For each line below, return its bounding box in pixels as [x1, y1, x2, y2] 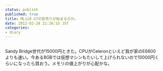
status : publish [5, 7, 38, 12]
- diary [5, 30, 21, 35]
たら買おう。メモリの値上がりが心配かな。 [26, 61, 113, 66]
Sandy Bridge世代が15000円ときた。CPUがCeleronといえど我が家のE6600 [5, 48, 156, 54]
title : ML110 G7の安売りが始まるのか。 [5, 16, 78, 21]
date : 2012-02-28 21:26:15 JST [5, 21, 69, 26]
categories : [5, 25, 29, 30]
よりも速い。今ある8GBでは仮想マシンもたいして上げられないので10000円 [5, 54, 155, 60]
